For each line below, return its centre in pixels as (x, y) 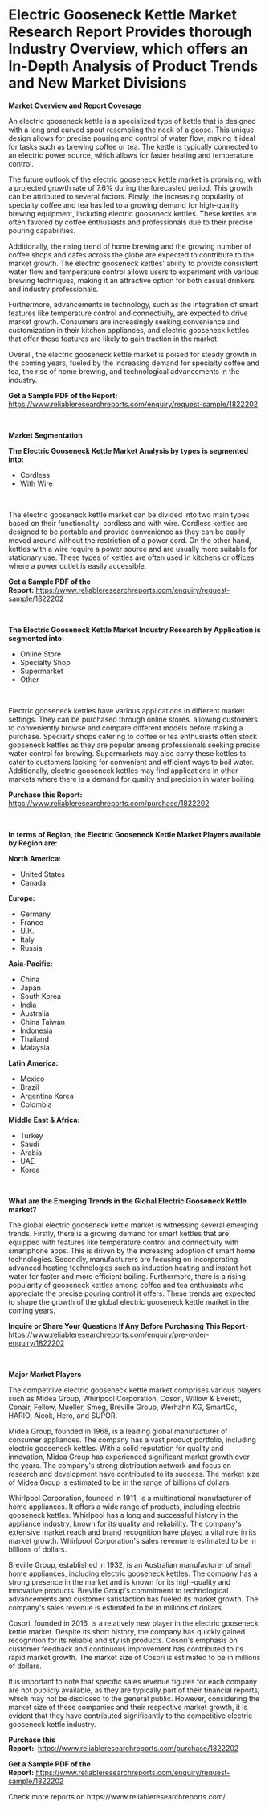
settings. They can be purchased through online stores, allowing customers (133, 719)
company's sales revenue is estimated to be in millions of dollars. (116, 1607)
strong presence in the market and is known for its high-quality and (120, 1581)
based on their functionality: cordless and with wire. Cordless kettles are (128, 523)
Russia (31, 948)
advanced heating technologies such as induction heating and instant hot (130, 1268)
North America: (35, 858)
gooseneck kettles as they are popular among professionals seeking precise (134, 745)
